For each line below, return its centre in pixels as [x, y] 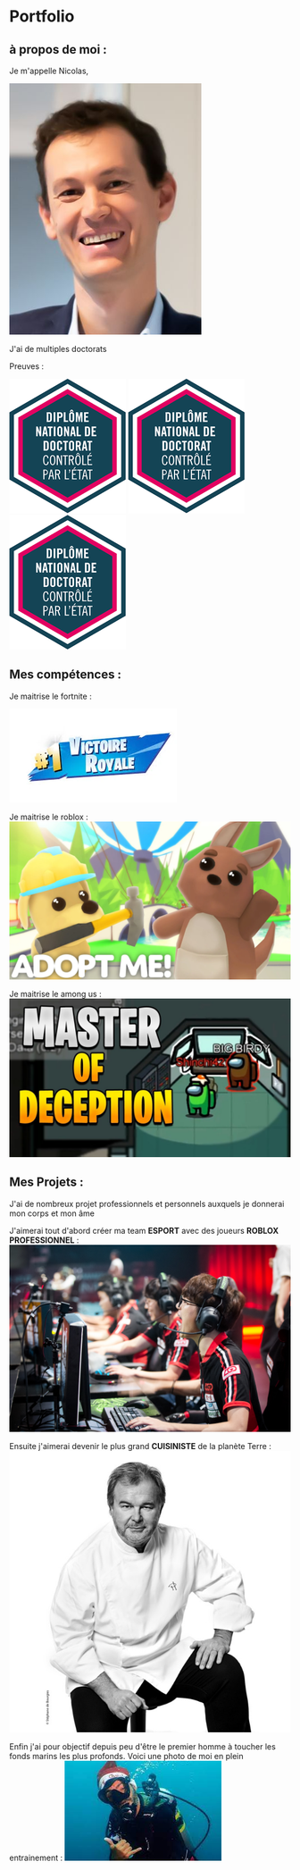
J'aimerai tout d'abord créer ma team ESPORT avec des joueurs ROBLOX [144, 1230]
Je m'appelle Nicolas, [49, 71]
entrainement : [36, 1858]
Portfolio [42, 17]
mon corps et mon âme [52, 1213]
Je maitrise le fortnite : [50, 696]
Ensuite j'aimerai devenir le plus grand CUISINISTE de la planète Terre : [141, 1447]
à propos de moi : [58, 50]
